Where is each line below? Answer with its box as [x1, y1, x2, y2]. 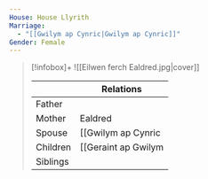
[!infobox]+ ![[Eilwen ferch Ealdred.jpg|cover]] [30, 62, 200, 73]
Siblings [35, 156, 69, 168]
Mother [35, 113, 67, 125]
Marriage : [9, 21, 46, 30]
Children [35, 141, 72, 153]
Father [35, 98, 63, 111]
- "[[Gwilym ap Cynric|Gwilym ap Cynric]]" [17, 29, 180, 38]
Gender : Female [9, 37, 66, 47]
